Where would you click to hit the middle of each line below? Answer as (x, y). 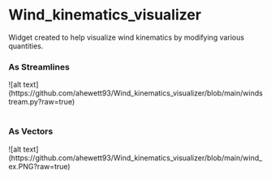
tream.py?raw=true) (42, 102)
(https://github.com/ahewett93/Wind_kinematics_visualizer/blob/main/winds (136, 93)
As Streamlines (39, 66)
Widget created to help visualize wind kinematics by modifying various (127, 37)
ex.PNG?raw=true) (39, 166)
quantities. (26, 45)
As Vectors (31, 131)
